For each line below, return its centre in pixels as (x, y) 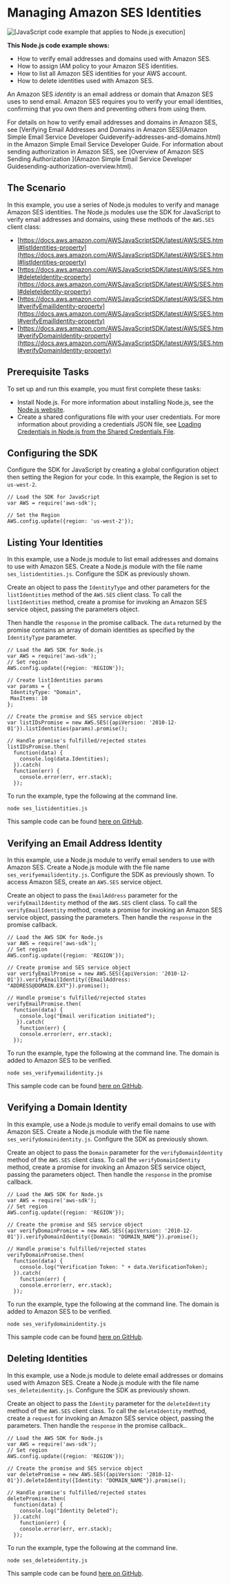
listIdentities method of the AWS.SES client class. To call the (94, 595)
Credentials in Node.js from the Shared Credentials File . (96, 431)
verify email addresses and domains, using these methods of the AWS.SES (111, 219)
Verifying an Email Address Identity (85, 843)
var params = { (29, 687)
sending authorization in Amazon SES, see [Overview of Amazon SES (106, 151)
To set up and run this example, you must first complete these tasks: (104, 389)
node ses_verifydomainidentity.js (57, 1324)
